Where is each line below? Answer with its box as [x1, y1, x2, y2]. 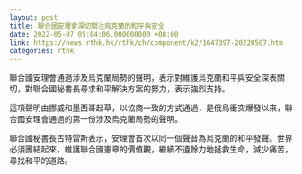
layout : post [9, 13, 58, 22]
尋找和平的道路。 [9, 155, 73, 166]
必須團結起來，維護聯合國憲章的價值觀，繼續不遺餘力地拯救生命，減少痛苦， [9, 144, 293, 155]
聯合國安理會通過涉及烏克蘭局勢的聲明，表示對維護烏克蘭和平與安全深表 [9, 73, 277, 83]
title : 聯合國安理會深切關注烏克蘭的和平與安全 [9, 22, 165, 30]
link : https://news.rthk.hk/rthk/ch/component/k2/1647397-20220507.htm [9, 38, 283, 48]
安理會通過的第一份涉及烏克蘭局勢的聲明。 [24, 114, 182, 125]
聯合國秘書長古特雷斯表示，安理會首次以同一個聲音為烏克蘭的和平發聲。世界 [9, 133, 293, 144]
